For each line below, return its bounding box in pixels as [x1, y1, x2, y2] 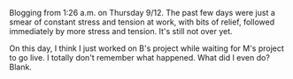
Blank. [9, 61, 33, 72]
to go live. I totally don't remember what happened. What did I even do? [9, 53, 270, 62]
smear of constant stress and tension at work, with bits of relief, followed [9, 17, 275, 27]
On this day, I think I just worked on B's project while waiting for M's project [9, 43, 285, 54]
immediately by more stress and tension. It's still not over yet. [9, 26, 233, 36]
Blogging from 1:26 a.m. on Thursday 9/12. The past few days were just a [9, 8, 276, 18]
